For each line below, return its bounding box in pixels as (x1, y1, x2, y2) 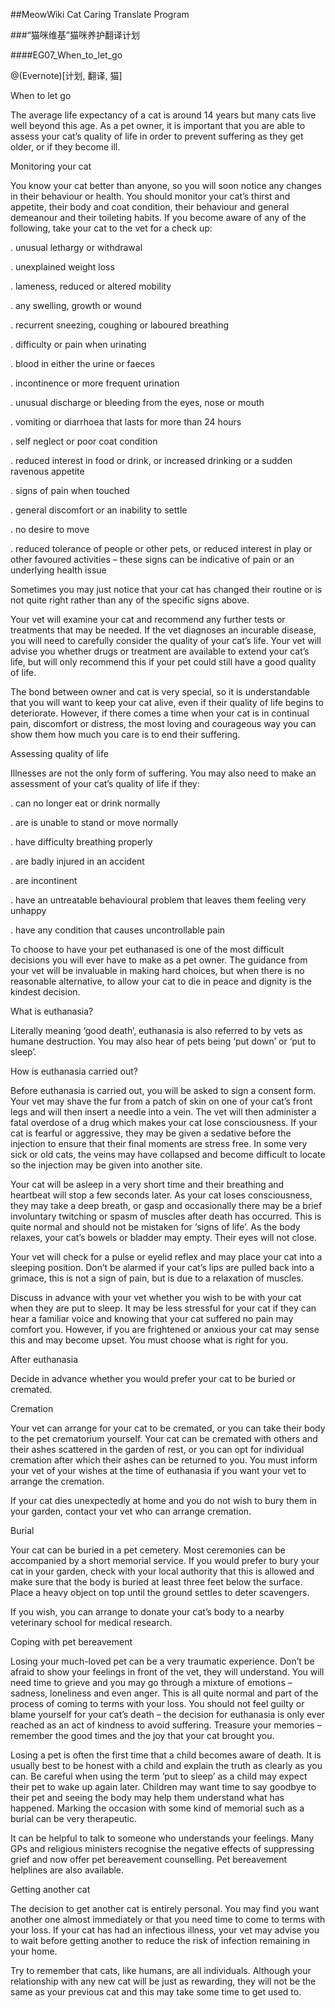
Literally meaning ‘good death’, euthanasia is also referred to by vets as (10, 1025, 303, 1036)
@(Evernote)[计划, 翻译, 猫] (10, 70, 123, 81)
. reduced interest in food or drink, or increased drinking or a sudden (10, 455, 293, 466)
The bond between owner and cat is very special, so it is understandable (10, 686, 310, 698)
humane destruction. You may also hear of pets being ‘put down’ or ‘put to (10, 1035, 317, 1047)
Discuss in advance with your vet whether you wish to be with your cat (10, 1292, 302, 1303)
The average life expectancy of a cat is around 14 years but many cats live (10, 109, 317, 121)
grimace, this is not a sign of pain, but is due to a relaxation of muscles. (10, 1272, 304, 1284)
